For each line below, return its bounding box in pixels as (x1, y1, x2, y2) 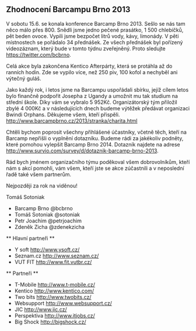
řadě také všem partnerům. (6, 170, 72, 177)
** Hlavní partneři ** (6, 235, 55, 242)
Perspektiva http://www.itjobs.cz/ (14, 312, 95, 319)
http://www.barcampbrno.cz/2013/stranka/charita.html (6, 117, 138, 124)
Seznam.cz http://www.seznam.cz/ (14, 252, 99, 259)
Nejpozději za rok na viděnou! (6, 182, 78, 189)
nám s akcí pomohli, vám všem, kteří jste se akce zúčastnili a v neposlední (6, 165, 185, 172)
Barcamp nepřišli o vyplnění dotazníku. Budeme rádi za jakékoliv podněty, (6, 134, 184, 142)
